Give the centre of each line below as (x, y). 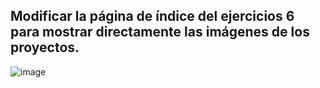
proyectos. (45, 47)
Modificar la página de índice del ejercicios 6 (152, 16)
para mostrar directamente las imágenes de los (160, 32)
